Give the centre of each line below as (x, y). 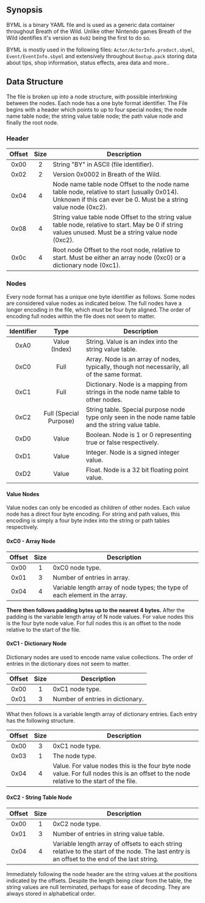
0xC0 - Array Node (31, 541)
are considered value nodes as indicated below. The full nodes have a (94, 303)
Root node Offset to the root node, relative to (117, 250)
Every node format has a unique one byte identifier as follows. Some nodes (101, 297)
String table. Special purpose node (135, 410)
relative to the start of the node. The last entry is (121, 852)
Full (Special (61, 414)
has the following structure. (41, 720)
